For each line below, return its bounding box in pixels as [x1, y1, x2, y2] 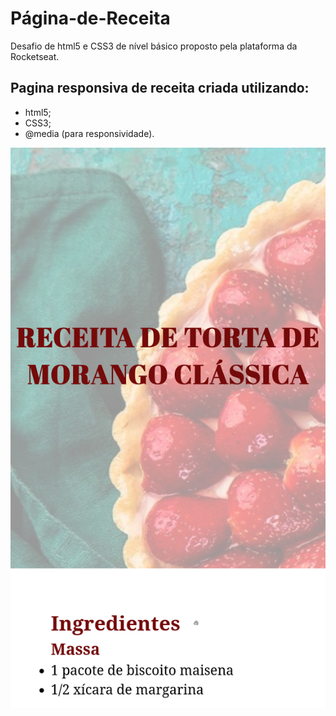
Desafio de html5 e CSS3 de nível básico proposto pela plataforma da [10, 40, 298, 52]
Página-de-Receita [10, 7, 171, 30]
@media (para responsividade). [24, 127, 155, 139]
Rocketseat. [10, 50, 60, 62]
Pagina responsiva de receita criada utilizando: [10, 80, 310, 97]
